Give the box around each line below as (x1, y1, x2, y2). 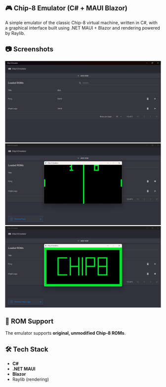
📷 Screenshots (5, 45, 53, 53)
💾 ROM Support (5, 317, 54, 325)
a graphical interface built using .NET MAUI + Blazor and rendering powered (5, 25, 161, 31)
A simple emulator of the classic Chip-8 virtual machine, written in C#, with (5, 19, 158, 26)
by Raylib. (5, 30, 26, 36)
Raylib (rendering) (12, 377, 49, 383)
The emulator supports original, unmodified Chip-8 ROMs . (5, 330, 126, 336)
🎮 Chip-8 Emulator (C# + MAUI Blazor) (5, 4, 127, 12)
